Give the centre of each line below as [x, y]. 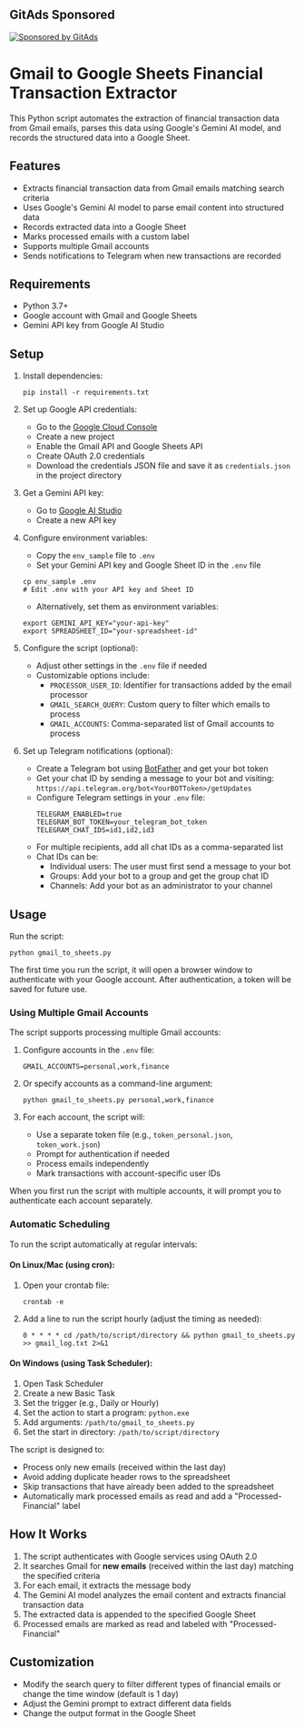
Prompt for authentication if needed [103, 1154]
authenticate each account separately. [81, 1201]
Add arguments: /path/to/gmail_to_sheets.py [108, 1422]
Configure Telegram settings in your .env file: [121, 798]
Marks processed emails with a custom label [106, 236]
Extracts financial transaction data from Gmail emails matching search [153, 188]
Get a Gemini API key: [63, 493]
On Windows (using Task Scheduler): [81, 1363]
